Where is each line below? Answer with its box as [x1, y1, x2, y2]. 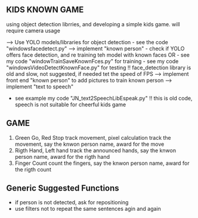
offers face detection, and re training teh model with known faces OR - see [6, 51, 190, 59]
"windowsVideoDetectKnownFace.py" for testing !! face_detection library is [6, 64, 191, 71]
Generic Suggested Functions [6, 183, 119, 194]
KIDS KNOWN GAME [6, 5, 84, 15]
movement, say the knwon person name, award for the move [14, 140, 165, 148]
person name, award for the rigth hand [14, 153, 110, 160]
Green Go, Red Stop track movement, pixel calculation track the [14, 134, 171, 141]
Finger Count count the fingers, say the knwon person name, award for [14, 159, 190, 167]
